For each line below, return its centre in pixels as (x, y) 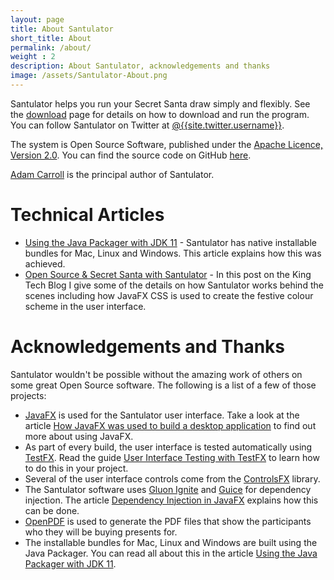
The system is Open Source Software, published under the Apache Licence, (166, 144)
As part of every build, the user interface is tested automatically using (168, 447)
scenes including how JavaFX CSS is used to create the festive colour (169, 295)
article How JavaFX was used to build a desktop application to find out (170, 425)
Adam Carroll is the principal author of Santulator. (112, 174)
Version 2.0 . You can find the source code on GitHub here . (131, 155)
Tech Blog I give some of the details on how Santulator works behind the (174, 285)
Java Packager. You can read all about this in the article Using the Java (171, 553)
